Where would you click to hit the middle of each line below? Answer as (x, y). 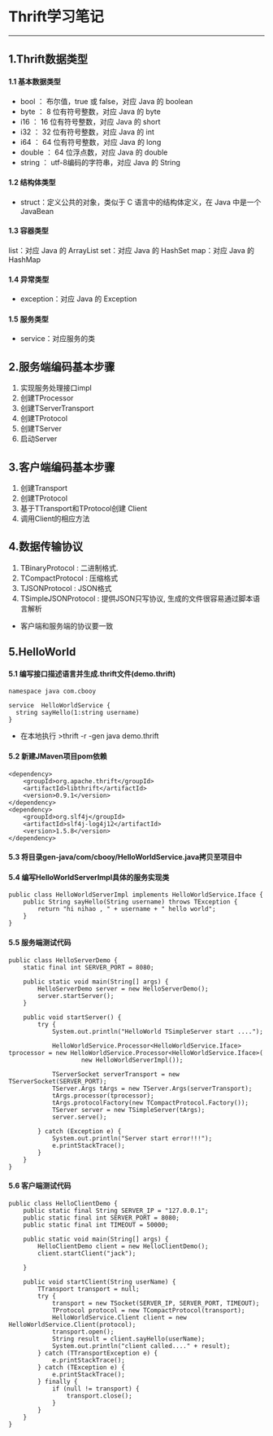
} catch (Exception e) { (80, 1131)
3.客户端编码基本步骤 (62, 467)
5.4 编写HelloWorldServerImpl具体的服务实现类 (89, 877)
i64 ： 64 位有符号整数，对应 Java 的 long (91, 142)
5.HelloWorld (42, 652)
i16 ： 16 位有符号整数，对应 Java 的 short (90, 121)
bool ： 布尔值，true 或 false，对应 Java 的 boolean (106, 101)
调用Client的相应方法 (55, 519)
